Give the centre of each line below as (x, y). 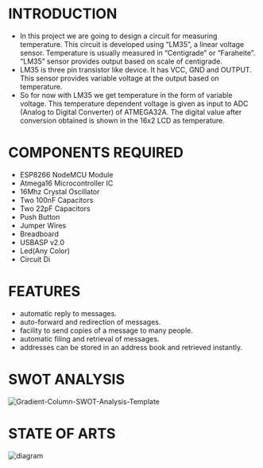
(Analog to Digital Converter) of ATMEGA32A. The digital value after (131, 111)
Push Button (40, 216)
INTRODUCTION (63, 14)
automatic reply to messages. (68, 313)
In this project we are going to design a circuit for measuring (118, 36)
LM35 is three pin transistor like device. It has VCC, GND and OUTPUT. (135, 69)
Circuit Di (35, 259)
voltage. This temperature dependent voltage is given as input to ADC (134, 103)
